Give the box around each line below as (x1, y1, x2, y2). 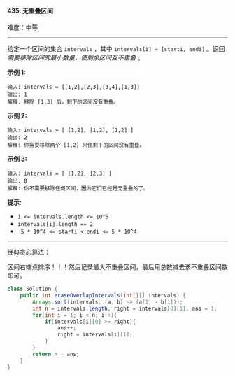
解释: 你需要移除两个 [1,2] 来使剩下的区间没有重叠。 (7, 142, 145, 149)
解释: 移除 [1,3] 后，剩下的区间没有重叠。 (7, 99, 119, 106)
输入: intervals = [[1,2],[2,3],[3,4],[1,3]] (7, 84, 140, 91)
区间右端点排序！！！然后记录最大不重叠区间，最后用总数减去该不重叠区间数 (7, 263, 228, 271)
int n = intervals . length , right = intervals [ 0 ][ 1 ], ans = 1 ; (32, 305, 218, 312)
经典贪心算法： (7, 248, 50, 257)
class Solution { (7, 285, 58, 293)
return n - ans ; (32, 350, 80, 357)
